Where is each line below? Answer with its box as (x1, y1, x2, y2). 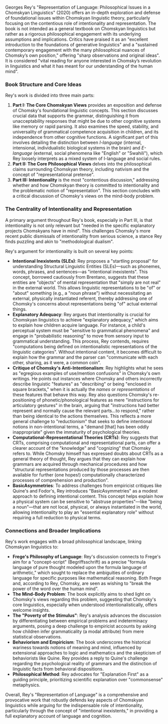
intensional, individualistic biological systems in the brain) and (12, 145, 140, 151)
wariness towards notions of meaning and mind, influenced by (12, 644, 141, 651)
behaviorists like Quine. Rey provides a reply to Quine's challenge (12, 655, 148, 661)
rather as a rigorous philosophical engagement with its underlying (5, 31, 141, 37)
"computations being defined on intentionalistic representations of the (12, 343, 157, 349)
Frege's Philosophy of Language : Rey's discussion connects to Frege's (12, 553, 161, 559)
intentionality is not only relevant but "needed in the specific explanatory (5, 222, 155, 228)
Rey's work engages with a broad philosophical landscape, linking (5, 538, 142, 544)
